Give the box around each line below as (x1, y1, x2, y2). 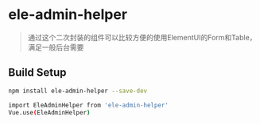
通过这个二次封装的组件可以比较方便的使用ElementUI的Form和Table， (27, 32, 257, 42)
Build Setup (8, 66, 67, 80)
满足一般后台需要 (27, 42, 84, 52)
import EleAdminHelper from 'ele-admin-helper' (8, 101, 169, 109)
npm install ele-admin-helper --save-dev (8, 87, 148, 95)
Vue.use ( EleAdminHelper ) (8, 108, 91, 116)
